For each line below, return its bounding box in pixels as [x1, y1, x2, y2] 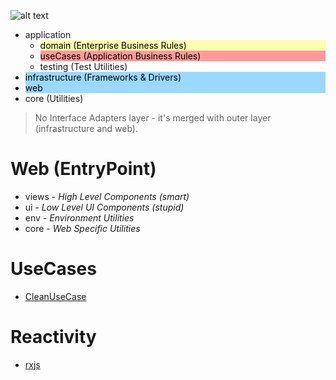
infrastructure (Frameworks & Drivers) [24, 71, 182, 83]
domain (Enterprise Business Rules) [39, 40, 187, 51]
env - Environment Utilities [24, 211, 135, 224]
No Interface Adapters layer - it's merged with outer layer [34, 112, 272, 124]
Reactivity [10, 326, 97, 349]
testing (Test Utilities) [39, 61, 128, 72]
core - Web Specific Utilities [24, 222, 141, 234]
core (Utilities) [24, 93, 84, 104]
